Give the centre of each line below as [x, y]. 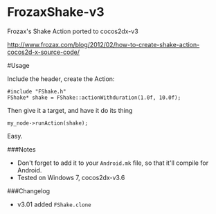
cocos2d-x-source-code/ [44, 52]
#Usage [18, 65]
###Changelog [29, 190]
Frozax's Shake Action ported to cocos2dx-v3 [73, 31]
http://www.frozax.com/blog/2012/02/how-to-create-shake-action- [103, 44]
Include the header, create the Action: [61, 79]
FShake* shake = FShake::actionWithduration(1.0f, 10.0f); [94, 98]
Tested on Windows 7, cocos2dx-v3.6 [71, 177]
